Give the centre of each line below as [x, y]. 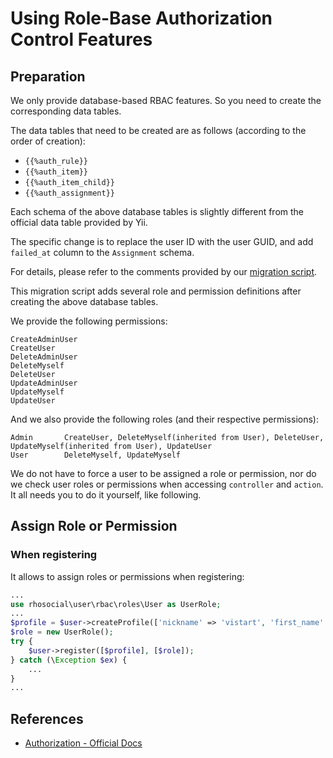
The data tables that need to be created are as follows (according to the [158, 130]
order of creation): [48, 141]
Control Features [81, 39]
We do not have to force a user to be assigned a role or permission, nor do [163, 473]
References [47, 718]
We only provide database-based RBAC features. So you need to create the [166, 100]
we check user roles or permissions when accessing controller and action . [167, 484]
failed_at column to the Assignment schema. [102, 252]
